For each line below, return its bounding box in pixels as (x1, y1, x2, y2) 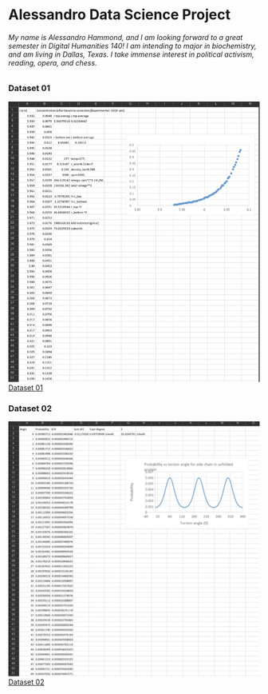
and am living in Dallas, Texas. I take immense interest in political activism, (8, 50, 254, 59)
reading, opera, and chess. (8, 58, 97, 67)
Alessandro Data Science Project (8, 6, 231, 24)
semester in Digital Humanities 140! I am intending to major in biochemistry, (8, 41, 257, 50)
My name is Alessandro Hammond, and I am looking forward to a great (8, 32, 243, 42)
